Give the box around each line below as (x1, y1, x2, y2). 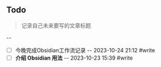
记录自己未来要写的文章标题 (21, 21, 91, 29)
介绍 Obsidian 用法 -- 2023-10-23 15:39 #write (15, 54, 133, 62)
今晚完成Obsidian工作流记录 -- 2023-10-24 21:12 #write (15, 46, 156, 54)
